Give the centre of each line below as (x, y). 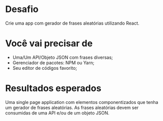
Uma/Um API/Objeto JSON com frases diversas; (63, 57)
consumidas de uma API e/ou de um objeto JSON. (57, 113)
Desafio (22, 9)
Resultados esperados (53, 88)
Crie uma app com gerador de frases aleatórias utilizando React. (72, 23)
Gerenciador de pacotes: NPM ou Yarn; (53, 63)
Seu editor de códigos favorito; (45, 68)
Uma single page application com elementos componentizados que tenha (82, 102)
